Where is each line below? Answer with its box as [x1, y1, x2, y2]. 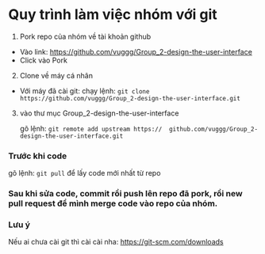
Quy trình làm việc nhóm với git [8, 6, 218, 24]
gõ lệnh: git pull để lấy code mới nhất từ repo [8, 169, 161, 178]
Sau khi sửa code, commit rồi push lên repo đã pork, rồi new [8, 188, 244, 199]
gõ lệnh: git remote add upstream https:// [19, 123, 163, 133]
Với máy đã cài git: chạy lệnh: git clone [19, 85, 150, 96]
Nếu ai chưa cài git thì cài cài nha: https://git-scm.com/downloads [8, 237, 224, 247]
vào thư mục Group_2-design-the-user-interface [19, 108, 179, 118]
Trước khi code [8, 150, 67, 161]
